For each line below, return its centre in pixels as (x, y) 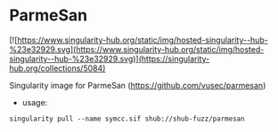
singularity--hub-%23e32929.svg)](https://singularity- (110, 58)
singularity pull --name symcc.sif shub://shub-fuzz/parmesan (127, 119)
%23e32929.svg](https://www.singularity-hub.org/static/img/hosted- (137, 49)
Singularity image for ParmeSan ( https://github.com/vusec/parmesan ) (138, 85)
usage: (35, 102)
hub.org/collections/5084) (57, 68)
